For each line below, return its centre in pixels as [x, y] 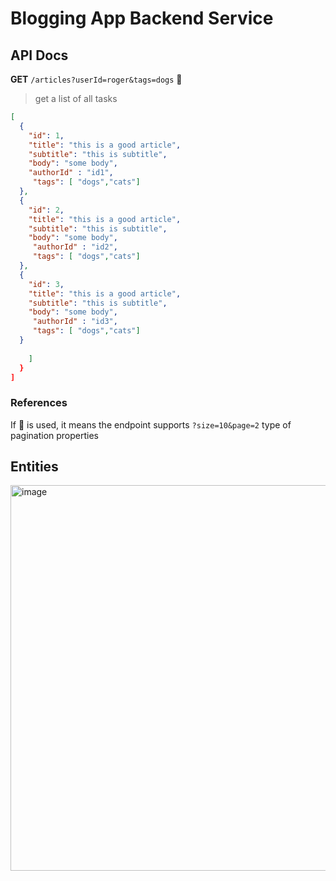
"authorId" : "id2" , [75, 247]
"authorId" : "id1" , [71, 173]
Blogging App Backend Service [142, 18]
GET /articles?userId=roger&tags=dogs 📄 [96, 79]
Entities [34, 467]
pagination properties [55, 435]
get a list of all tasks [76, 98]
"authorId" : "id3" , [75, 322]
